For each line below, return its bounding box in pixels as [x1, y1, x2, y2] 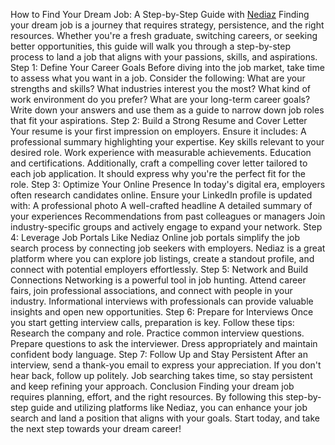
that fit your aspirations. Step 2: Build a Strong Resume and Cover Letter [10, 115, 308, 126]
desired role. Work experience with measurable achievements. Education [10, 147, 312, 158]
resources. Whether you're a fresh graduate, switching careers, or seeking [10, 30, 318, 41]
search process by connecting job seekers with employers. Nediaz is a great [10, 242, 326, 254]
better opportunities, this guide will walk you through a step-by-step [10, 40, 291, 52]
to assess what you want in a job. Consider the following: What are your [10, 72, 306, 84]
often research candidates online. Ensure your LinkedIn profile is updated [10, 189, 313, 201]
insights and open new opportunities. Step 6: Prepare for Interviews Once [10, 306, 314, 318]
